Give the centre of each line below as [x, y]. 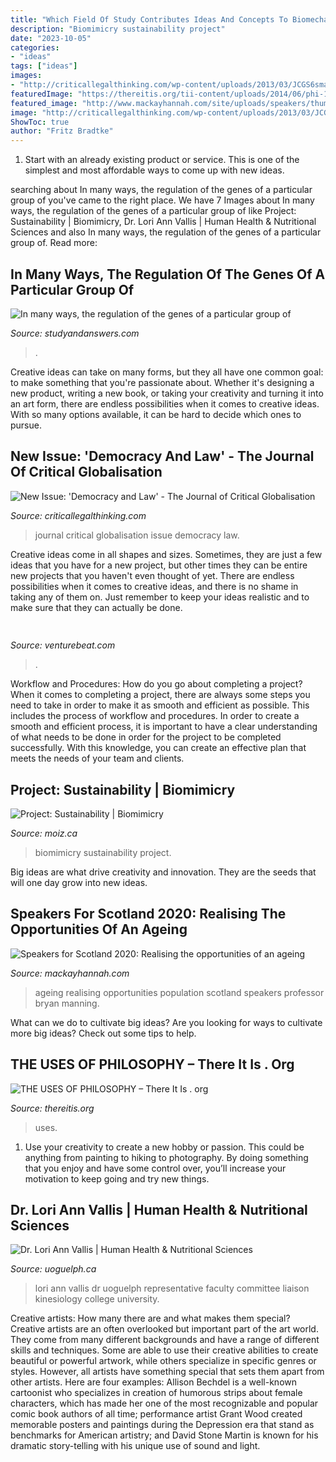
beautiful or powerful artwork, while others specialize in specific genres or [163, 1361]
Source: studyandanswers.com [75, 333]
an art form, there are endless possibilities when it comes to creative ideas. [165, 403]
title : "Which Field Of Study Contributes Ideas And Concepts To [149, 19]
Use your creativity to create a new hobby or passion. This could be [164, 1147]
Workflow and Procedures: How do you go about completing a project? [156, 684]
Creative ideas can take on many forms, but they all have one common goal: [167, 372]
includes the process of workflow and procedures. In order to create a [155, 716]
